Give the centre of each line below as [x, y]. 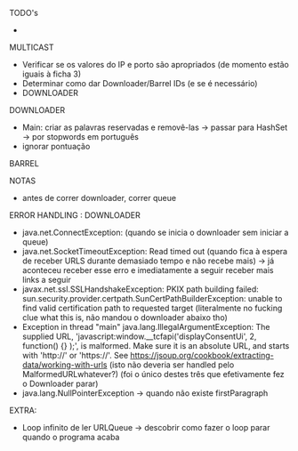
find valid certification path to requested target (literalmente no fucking [152, 308]
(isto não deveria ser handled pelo [172, 365]
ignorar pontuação [56, 146]
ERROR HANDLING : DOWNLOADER [75, 215]
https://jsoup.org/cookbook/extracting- [202, 355]
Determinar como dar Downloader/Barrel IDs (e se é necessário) [140, 83]
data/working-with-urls [64, 365]
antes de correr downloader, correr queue [99, 198]
